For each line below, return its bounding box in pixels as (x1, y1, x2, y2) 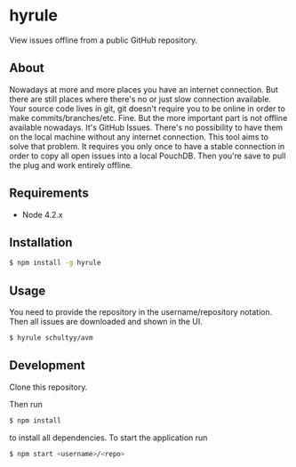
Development (9, 358, 86, 374)
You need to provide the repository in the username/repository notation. (9, 307, 273, 318)
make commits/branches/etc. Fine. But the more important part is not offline (9, 112, 288, 123)
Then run (9, 399, 43, 409)
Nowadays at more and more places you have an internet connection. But (9, 84, 278, 94)
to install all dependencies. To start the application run (9, 432, 208, 443)
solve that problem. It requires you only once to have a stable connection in (9, 141, 285, 151)
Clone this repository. (9, 382, 88, 392)
